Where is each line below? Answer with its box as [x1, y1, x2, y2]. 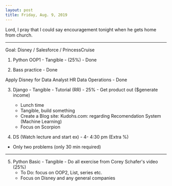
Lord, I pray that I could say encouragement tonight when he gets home [5, 26, 157, 32]
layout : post [5, 7, 33, 13]
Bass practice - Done [12, 66, 58, 72]
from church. [5, 32, 33, 38]
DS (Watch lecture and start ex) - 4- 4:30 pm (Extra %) [12, 134, 129, 140]
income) [12, 92, 31, 98]
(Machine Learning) [20, 118, 62, 124]
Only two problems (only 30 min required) [12, 143, 101, 150]
